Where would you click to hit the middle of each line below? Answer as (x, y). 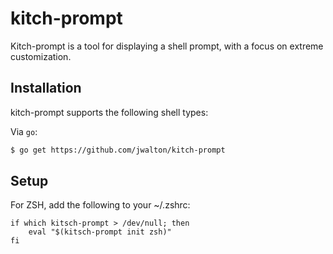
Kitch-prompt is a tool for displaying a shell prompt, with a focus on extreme (167, 46)
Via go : (24, 131)
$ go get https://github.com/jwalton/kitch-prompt (118, 150)
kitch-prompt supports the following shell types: (109, 112)
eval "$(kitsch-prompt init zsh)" (100, 232)
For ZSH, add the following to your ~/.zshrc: (100, 205)
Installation (46, 88)
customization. (41, 56)
